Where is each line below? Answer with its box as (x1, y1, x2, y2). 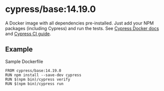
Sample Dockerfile (5, 58, 43, 64)
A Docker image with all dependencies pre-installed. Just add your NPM (5, 20, 154, 26)
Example (5, 45, 33, 53)
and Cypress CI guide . (5, 30, 51, 36)
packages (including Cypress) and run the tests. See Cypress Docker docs (5, 25, 159, 31)
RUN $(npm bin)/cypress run (5, 81, 64, 86)
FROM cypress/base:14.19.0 (5, 68, 61, 73)
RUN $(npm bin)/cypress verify (5, 76, 70, 82)
